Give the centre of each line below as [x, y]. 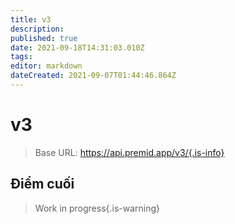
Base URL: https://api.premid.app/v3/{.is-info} [129, 152]
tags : [21, 57]
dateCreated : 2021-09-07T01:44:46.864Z [93, 76]
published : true [44, 38]
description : [37, 29]
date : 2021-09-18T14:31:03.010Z [77, 47]
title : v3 [31, 19]
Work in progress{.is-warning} [97, 208]
